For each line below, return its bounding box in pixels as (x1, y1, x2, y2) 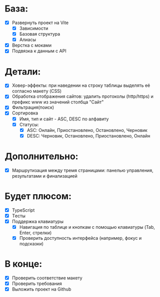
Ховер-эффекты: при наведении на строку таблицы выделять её (11, 82, 150, 88)
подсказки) (19, 241, 43, 246)
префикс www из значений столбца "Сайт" (11, 99, 104, 105)
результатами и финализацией (11, 173, 78, 179)
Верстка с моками (11, 42, 52, 48)
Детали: (4, 66, 41, 77)
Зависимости (19, 26, 48, 31)
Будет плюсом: (4, 190, 72, 202)
